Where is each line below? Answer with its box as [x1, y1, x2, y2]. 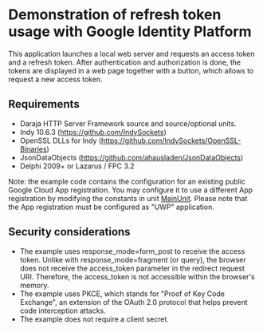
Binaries [19, 144, 47, 153]
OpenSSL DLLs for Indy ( [19, 136, 102, 145]
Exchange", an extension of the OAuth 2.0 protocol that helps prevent [19, 297, 248, 306]
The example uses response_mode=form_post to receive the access [19, 246, 245, 256]
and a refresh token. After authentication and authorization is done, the [8, 57, 241, 67]
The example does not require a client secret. [19, 314, 170, 324]
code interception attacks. [19, 306, 106, 315]
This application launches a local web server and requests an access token [8, 49, 255, 58]
